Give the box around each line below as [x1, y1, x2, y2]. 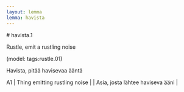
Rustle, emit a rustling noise [6, 43, 76, 51]
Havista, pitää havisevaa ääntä [6, 66, 83, 74]
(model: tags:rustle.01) [6, 55, 63, 62]
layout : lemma [6, 9, 43, 15]
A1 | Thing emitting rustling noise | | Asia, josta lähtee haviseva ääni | [6, 79, 179, 86]
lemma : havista [6, 15, 45, 21]
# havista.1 [6, 31, 33, 38]
